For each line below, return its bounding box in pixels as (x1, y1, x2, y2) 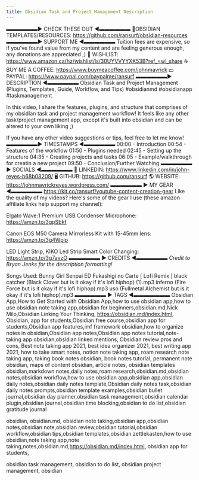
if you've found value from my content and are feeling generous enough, (6, 44, 185, 51)
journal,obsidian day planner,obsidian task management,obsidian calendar (6, 393, 189, 400)
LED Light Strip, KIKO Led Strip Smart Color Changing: (6, 248, 139, 255)
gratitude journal (6, 405, 47, 413)
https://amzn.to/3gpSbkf (6, 218, 67, 225)
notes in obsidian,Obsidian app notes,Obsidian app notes (6, 329, 146, 336)
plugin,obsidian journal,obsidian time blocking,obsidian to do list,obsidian (6, 399, 186, 406)
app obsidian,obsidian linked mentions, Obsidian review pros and (23, 336, 183, 343)
